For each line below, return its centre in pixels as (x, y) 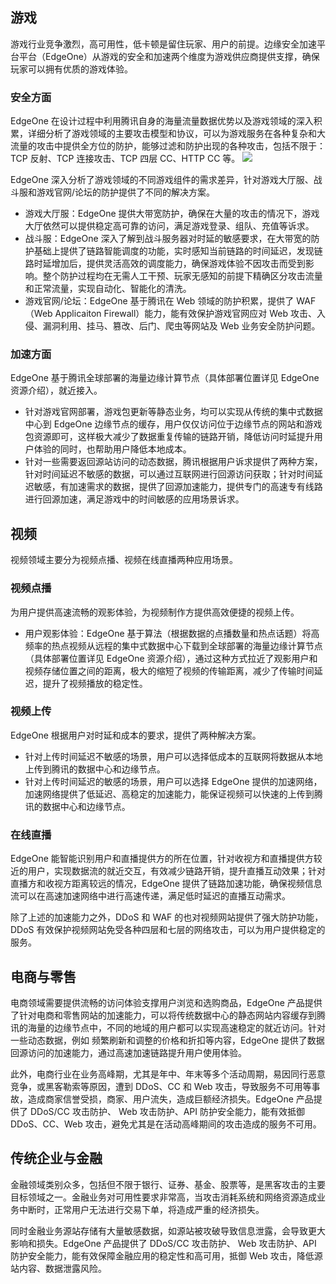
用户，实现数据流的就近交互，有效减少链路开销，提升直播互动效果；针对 (176, 871)
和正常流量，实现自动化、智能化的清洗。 (108, 289)
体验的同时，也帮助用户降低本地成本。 (112, 449)
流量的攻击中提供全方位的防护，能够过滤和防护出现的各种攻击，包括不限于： (168, 146)
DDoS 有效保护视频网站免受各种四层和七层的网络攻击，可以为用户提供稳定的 (168, 930)
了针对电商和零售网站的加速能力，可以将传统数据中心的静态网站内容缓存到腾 (168, 1015)
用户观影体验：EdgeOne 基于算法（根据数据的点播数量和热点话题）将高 (172, 633)
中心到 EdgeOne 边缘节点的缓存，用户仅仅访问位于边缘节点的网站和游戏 (173, 424)
